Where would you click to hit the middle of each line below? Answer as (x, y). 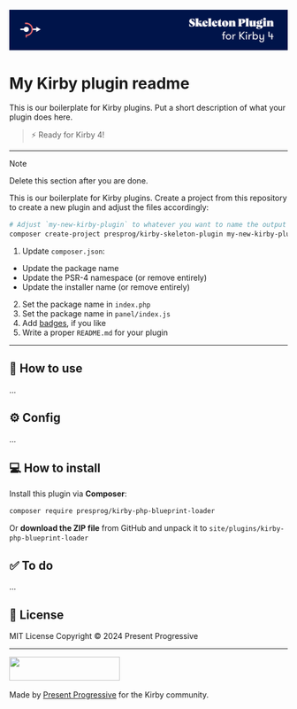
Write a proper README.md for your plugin (95, 332)
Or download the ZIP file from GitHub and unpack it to (108, 528)
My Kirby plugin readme (99, 83)
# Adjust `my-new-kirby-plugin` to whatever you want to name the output (148, 225)
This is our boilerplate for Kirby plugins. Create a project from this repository (148, 198)
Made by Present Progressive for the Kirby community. (109, 694)
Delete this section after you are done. (79, 181)
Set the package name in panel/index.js (96, 314)
